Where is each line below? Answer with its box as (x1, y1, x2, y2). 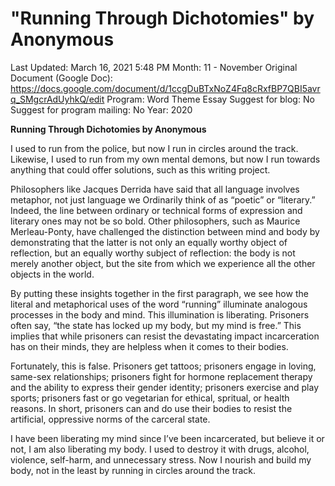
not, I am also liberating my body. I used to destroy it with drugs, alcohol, (10, 443, 310, 455)
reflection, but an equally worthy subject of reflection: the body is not (10, 247, 296, 259)
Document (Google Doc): (10, 72, 113, 84)
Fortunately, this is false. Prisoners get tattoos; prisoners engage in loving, (10, 360, 317, 372)
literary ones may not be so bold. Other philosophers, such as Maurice (10, 215, 301, 227)
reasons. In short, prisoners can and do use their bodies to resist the (10, 402, 293, 414)
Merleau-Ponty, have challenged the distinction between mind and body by (10, 225, 320, 237)
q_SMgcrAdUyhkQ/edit (10, 93, 105, 105)
